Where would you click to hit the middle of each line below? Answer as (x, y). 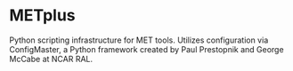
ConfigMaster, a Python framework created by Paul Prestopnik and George (146, 49)
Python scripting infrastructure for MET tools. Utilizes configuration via (139, 40)
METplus (42, 16)
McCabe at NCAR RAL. (51, 59)
